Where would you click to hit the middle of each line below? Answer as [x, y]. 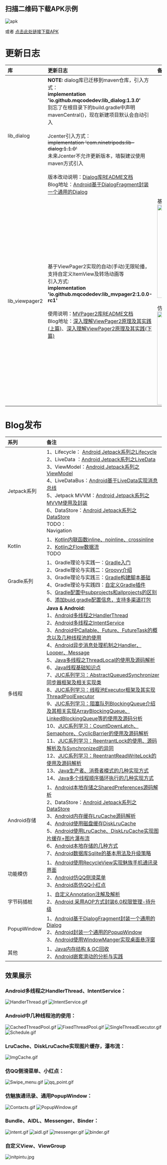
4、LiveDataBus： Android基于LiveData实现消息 [102, 480]
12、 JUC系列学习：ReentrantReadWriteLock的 [101, 755]
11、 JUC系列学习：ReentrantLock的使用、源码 [102, 741]
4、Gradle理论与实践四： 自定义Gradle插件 [96, 584]
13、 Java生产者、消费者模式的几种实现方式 [98, 770]
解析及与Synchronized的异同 [80, 748]
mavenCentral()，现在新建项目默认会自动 [96, 115]
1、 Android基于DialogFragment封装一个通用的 [101, 918]
